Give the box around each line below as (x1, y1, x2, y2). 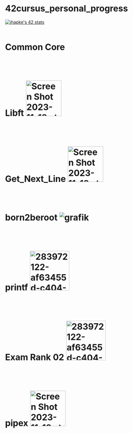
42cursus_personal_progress (5, 3, 128, 14)
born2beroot (5, 212, 58, 223)
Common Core (5, 42, 65, 53)
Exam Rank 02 (5, 352, 65, 363)
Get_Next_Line (5, 174, 66, 184)
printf (5, 281, 28, 293)
